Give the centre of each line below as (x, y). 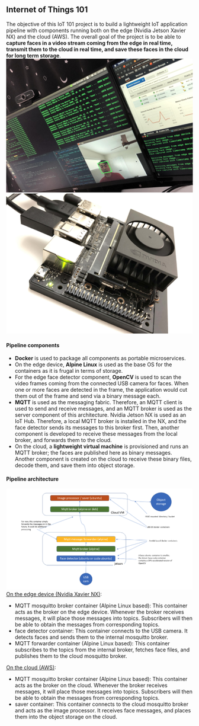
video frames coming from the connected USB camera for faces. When (102, 383)
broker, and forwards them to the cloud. (63, 440)
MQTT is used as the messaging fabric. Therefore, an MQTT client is (98, 402)
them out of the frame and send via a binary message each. (88, 396)
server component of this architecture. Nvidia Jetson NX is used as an (100, 415)
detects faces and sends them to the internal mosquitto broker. (92, 637)
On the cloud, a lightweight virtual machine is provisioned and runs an (102, 446)
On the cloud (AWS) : (31, 667)
